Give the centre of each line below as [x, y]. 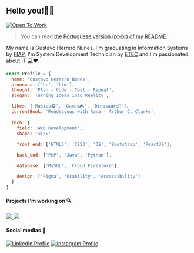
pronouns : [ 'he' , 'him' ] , [43, 85]
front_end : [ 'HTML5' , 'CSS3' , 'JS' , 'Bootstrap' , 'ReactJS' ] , [94, 145]
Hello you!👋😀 [30, 11]
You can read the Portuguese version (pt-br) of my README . [94, 36]
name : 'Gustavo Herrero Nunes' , [51, 79]
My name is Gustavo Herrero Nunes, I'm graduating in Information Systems [97, 48]
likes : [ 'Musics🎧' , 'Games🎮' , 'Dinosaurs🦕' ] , [70, 106]
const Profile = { [29, 74]
